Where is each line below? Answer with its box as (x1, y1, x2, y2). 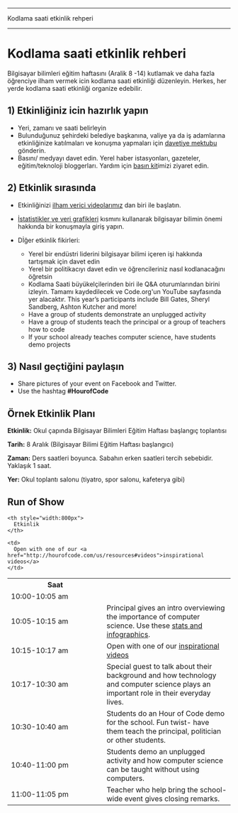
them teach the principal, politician (106, 726, 222, 736)
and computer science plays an (106, 680, 211, 689)
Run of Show (7, 496, 65, 508)
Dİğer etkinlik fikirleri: (17, 236, 80, 244)
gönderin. (17, 146, 46, 155)
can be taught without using (106, 765, 200, 774)
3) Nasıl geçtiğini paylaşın (7, 360, 125, 373)
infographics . (106, 630, 151, 639)
